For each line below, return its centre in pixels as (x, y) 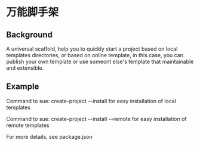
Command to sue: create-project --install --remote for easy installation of (96, 119)
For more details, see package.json (49, 136)
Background (29, 34)
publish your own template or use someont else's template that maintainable (100, 61)
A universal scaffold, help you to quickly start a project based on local (92, 49)
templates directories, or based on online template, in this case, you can (95, 55)
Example (23, 87)
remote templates (28, 125)
